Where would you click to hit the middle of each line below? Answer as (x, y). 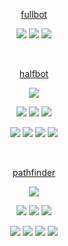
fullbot (34, 14)
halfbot (34, 73)
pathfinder (34, 172)
